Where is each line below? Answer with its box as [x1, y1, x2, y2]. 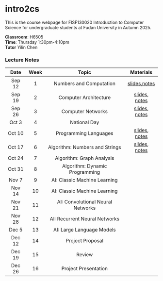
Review [76, 251, 93, 258]
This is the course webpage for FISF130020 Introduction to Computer [5, 19, 144, 25]
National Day [70, 119, 99, 126]
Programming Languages [55, 130, 114, 137]
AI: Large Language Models [53, 227, 116, 233]
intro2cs [5, 3, 40, 15]
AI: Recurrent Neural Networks [49, 215, 120, 222]
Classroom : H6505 [5, 34, 44, 40]
